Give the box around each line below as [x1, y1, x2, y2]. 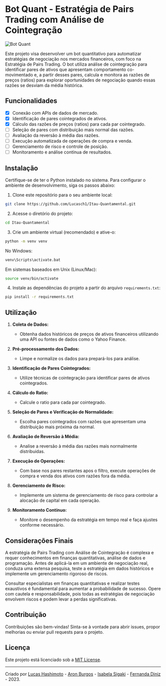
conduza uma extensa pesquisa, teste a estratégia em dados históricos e [5, 565, 154, 571]
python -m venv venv [5, 238, 48, 244]
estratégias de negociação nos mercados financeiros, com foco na [5, 56, 141, 62]
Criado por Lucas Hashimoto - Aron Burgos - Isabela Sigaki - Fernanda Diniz [5, 671, 161, 677]
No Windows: [5, 247, 33, 254]
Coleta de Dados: [12, 321, 49, 327]
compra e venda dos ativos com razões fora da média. [19, 473, 131, 479]
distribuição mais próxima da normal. [19, 424, 95, 430]
